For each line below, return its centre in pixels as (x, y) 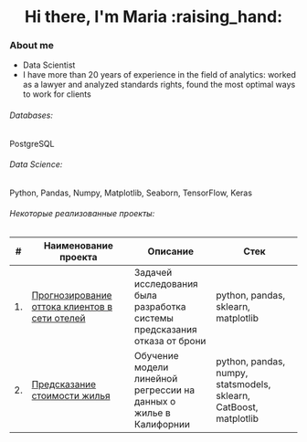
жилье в (152, 413)
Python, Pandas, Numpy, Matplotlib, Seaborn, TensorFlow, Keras (131, 193)
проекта (78, 258)
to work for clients (57, 94)
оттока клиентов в (72, 307)
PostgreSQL (32, 143)
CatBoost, (237, 407)
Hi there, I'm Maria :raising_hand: (153, 17)
